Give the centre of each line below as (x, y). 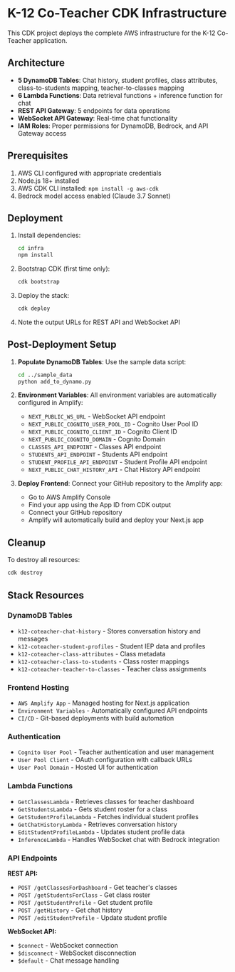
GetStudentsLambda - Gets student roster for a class (92, 809)
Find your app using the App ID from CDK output (99, 505)
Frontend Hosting (38, 687)
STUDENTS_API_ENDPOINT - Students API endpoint (98, 454)
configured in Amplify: (50, 403)
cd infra (31, 249)
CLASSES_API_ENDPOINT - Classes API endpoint (95, 447)
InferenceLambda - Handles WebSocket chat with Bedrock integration (119, 839)
